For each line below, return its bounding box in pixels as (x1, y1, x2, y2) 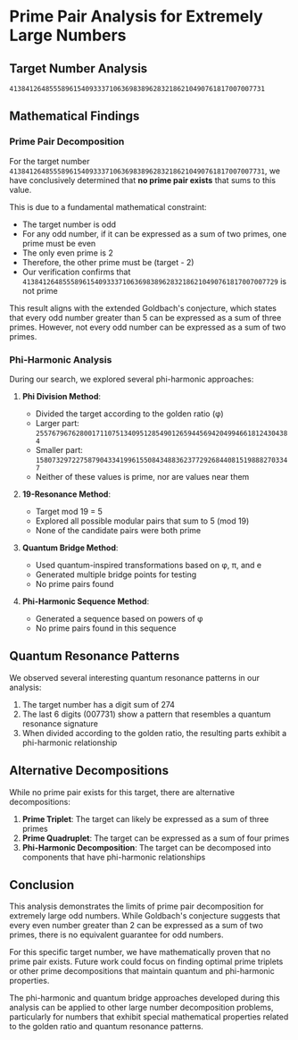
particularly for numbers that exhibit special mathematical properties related (9, 1011, 289, 1022)
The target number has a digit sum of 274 (21, 699, 176, 709)
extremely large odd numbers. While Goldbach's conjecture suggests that (9, 910, 281, 921)
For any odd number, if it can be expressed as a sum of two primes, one (21, 228, 287, 239)
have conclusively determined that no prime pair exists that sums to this (9, 174, 277, 185)
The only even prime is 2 (21, 247, 113, 258)
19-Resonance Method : (21, 489, 112, 499)
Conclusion (9, 877, 75, 893)
